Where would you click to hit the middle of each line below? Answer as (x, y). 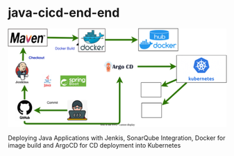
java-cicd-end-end (64, 13)
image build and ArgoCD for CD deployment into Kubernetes (94, 145)
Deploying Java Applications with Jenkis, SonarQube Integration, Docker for (117, 138)
